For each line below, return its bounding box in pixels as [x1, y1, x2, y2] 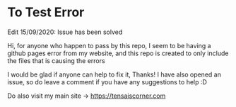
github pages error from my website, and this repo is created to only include [7, 49, 229, 57]
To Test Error [7, 4, 85, 21]
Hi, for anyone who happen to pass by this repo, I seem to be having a [7, 41, 211, 50]
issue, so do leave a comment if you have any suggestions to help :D [7, 77, 207, 86]
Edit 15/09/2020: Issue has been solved [7, 28, 123, 36]
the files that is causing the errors [7, 56, 105, 64]
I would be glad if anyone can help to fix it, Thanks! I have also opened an [7, 70, 221, 79]
